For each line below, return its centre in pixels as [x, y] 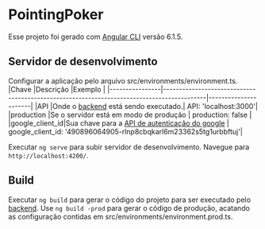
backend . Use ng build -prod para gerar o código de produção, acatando [129, 208]
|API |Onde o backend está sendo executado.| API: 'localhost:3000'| [146, 106]
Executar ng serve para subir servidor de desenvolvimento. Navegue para [129, 147]
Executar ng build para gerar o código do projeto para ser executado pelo [130, 200]
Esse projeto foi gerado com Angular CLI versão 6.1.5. [96, 37]
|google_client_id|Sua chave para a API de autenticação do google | [119, 123]
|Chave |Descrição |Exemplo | [57, 89]
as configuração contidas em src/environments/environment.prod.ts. [121, 216]
